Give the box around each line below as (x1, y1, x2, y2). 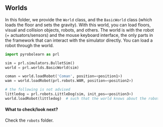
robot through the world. (5, 42, 54, 48)
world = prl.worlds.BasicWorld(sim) (5, 65, 79, 70)
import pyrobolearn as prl (5, 52, 60, 57)
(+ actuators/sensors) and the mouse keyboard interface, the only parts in (5, 32, 153, 38)
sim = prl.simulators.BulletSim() (5, 61, 75, 65)
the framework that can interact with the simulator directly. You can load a (5, 37, 153, 43)
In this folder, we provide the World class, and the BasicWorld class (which (5, 16, 152, 22)
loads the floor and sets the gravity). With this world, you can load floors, (5, 22, 151, 28)
